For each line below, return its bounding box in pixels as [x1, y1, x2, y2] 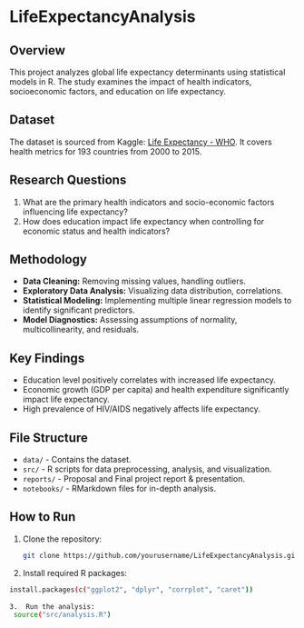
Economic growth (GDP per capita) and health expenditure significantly [22, 384, 289, 395]
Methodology [9, 252, 88, 267]
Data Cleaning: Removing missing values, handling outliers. [22, 275, 247, 287]
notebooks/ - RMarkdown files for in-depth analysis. [22, 483, 217, 494]
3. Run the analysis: [9, 602, 95, 611]
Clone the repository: [22, 533, 103, 544]
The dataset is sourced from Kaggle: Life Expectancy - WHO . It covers [9, 136, 272, 147]
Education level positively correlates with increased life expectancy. [22, 374, 277, 385]
